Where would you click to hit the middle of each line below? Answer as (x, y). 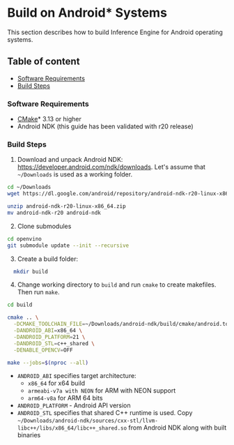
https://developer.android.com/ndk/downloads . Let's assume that (111, 167)
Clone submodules (44, 226)
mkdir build (31, 271)
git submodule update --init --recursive (68, 246)
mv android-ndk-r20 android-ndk (54, 213)
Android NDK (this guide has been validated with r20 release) (105, 126)
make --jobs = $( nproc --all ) (48, 363)
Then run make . (38, 292)
